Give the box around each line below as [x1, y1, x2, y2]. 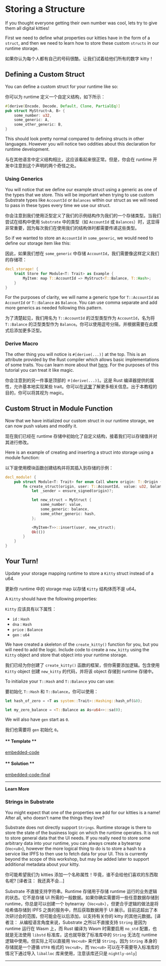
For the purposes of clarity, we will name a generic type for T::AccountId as [5, 294, 160, 300]
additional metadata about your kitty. [5, 861, 80, 867]
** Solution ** [5, 760, 35, 766]
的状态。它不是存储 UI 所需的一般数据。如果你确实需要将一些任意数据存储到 [5, 895, 160, 900]
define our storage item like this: [5, 240, 71, 246]
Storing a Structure [5, 3, 85, 15]
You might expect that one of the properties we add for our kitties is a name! [5, 810, 161, 816]
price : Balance [12, 626, 43, 632]
